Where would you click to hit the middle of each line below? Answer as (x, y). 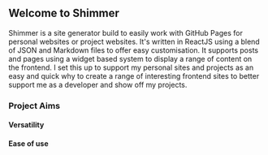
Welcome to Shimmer (64, 13)
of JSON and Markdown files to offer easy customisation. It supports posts (133, 50)
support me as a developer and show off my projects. (98, 84)
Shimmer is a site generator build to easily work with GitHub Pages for (126, 32)
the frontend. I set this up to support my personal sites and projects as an (131, 67)
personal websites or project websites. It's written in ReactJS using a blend (134, 41)
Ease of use (28, 143)
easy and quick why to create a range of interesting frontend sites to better (134, 75)
